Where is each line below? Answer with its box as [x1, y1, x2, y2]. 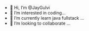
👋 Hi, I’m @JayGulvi [9, 5, 50, 10]
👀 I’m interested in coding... [9, 10, 66, 16]
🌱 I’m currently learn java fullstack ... [9, 15, 85, 21]
